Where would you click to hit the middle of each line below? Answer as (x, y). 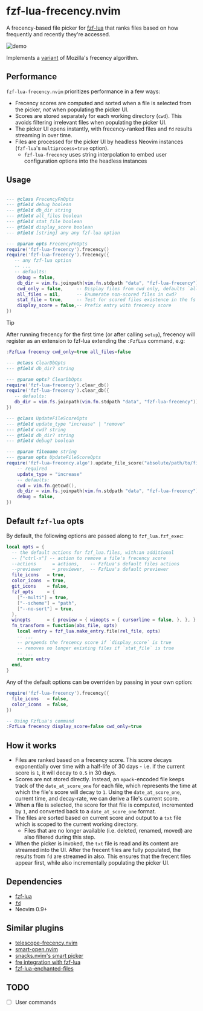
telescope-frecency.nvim (46, 943)
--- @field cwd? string (36, 430)
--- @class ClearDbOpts (36, 363)
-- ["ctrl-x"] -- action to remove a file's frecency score (89, 558)
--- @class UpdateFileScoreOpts (47, 418)
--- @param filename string (42, 452)
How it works (31, 745)
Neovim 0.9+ (31, 909)
